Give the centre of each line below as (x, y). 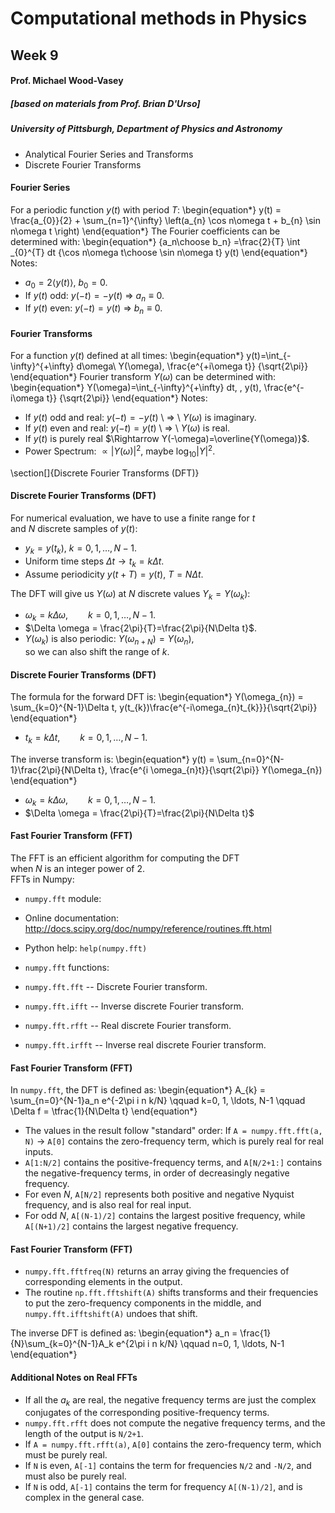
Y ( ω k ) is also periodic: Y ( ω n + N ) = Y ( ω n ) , (109, 640)
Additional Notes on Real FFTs (74, 1377)
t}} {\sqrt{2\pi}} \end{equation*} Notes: (127, 398)
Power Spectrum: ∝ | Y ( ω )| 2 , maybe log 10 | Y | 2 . (120, 451)
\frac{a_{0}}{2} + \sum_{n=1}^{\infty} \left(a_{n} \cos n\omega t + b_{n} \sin (165, 220)
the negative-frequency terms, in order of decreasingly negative (157, 1173)
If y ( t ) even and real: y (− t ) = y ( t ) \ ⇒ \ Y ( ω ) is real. (127, 428)
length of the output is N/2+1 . (84, 1434)
